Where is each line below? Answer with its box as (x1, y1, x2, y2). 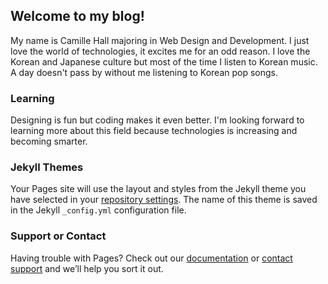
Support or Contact (10, 229, 107, 243)
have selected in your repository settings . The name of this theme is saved (10, 194, 318, 206)
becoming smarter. (10, 135, 88, 148)
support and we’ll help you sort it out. (10, 262, 164, 274)
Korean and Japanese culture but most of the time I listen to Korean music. (10, 55, 318, 68)
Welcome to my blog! (10, 8, 145, 25)
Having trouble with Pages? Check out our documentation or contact (10, 252, 293, 264)
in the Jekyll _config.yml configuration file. (10, 204, 187, 216)
